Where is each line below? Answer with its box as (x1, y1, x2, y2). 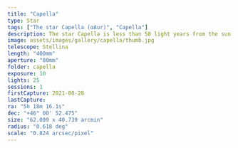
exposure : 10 (7, 70, 46, 77)
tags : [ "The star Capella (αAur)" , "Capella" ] (7, 23, 148, 31)
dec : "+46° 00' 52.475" (7, 110, 78, 117)
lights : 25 (7, 76, 40, 84)
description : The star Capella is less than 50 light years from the (7, 30, 219, 38)
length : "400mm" (7, 51, 56, 58)
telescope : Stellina (7, 43, 69, 51)
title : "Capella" (7, 10, 59, 18)
